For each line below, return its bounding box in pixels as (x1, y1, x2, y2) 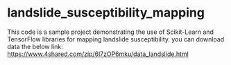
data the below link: (7, 42, 64, 50)
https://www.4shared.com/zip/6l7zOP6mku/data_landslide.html (7, 50, 189, 58)
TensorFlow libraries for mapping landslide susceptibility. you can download (7, 35, 225, 43)
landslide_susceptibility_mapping (7, 5, 205, 21)
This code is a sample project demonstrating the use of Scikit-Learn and (7, 28, 214, 36)
